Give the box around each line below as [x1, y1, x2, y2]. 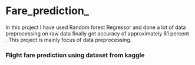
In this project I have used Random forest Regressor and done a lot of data [5, 24, 186, 31]
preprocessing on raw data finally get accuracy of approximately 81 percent [5, 30, 190, 37]
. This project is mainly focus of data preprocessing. [5, 36, 132, 43]
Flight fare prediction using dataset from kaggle [5, 51, 145, 59]
